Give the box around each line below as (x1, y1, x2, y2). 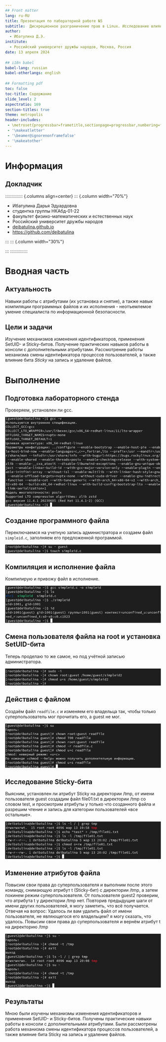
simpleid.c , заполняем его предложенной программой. (5, 535, 123, 541)
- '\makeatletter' (7, 128, 45, 133)
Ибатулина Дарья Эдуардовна (12, 203, 77, 209)
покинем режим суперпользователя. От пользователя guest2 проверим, (5, 893, 160, 899)
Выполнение (5, 374, 60, 386)
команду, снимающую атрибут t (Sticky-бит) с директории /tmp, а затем (5, 887, 158, 893)
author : (5, 29, 21, 34)
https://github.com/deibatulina (12, 229, 75, 235)
